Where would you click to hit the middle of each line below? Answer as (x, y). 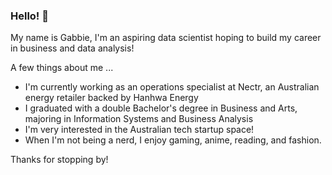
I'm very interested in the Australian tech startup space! (139, 130)
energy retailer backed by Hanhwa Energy (111, 98)
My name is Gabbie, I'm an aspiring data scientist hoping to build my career (166, 38)
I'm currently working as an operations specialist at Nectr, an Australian (172, 87)
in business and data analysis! (72, 48)
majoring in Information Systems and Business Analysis (139, 119)
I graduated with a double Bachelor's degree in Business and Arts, (161, 108)
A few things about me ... (62, 68)
